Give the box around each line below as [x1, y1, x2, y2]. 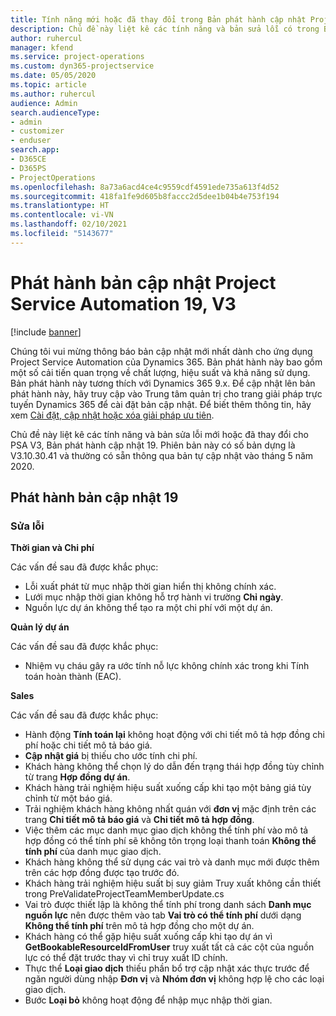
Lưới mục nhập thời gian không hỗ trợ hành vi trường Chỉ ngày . [24, 591, 284, 603]
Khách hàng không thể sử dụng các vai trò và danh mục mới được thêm [24, 856, 320, 868]
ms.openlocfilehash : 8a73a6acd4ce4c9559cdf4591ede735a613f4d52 [10, 182, 280, 192]
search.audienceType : [10, 107, 101, 118]
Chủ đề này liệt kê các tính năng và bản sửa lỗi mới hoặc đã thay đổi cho [10, 428, 309, 440]
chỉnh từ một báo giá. [24, 792, 113, 805]
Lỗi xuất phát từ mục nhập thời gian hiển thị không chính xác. [24, 581, 277, 593]
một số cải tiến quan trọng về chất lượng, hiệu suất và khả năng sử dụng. [10, 366, 311, 378]
